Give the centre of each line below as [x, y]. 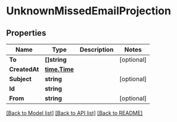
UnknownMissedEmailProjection [89, 11]
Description [97, 50]
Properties [26, 33]
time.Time [59, 69]
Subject [20, 79]
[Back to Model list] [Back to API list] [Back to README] [74, 113]
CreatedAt [24, 69]
